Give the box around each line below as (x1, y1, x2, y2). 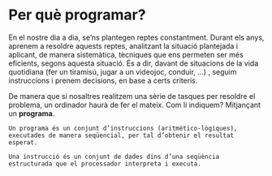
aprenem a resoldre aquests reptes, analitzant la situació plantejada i (8, 41, 238, 50)
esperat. (8, 138, 38, 147)
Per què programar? (8, 6, 146, 24)
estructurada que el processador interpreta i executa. (8, 160, 201, 168)
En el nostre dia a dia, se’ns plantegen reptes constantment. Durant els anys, (8, 32, 265, 42)
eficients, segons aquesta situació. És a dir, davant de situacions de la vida (8, 58, 259, 68)
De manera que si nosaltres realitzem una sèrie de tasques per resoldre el (8, 91, 256, 101)
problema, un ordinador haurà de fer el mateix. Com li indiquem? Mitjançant (8, 100, 261, 109)
